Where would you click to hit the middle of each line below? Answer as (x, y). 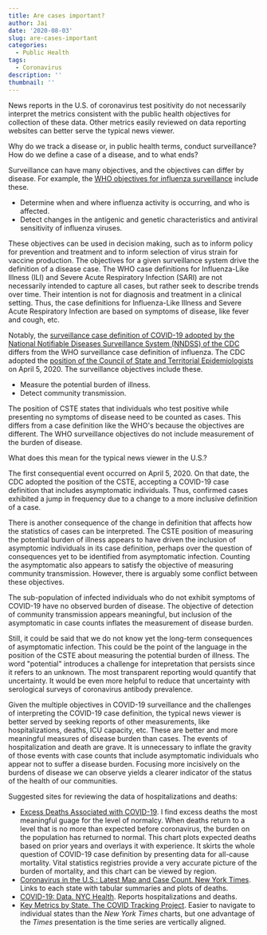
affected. (35, 211)
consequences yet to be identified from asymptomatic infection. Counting (130, 556)
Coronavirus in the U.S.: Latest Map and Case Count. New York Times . (135, 879)
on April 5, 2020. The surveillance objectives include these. (106, 369)
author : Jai (28, 23)
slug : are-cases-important (53, 38)
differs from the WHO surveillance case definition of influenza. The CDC (127, 352)
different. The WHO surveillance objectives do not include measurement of (131, 434)
